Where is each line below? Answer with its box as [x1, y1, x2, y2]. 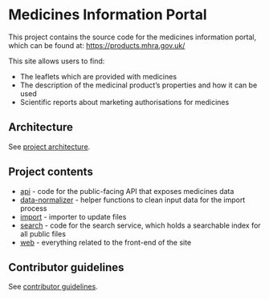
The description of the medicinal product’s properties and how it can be [19, 80, 258, 90]
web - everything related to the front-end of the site [19, 237, 192, 247]
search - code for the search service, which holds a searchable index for [19, 220, 261, 230]
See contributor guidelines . [8, 282, 98, 292]
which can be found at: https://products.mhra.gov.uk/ [8, 40, 185, 50]
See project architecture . [8, 142, 91, 152]
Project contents [8, 165, 94, 179]
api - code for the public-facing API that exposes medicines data [19, 186, 234, 196]
